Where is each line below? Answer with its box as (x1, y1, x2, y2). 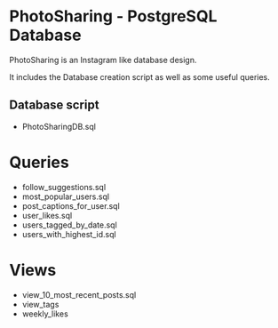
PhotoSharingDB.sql (21, 121, 96, 132)
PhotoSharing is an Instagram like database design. (9, 54, 197, 65)
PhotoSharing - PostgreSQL (9, 6, 218, 27)
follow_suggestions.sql (21, 181, 107, 192)
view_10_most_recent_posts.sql (21, 289, 137, 300)
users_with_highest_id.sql (21, 228, 117, 239)
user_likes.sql (21, 210, 73, 220)
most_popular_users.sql (21, 191, 109, 202)
